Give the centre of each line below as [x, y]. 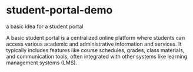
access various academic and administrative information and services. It [94, 44]
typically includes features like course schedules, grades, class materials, [95, 50]
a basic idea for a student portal [45, 26]
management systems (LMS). [42, 63]
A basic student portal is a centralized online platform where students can [96, 37]
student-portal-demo [59, 10]
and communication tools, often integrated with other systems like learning [96, 56]
